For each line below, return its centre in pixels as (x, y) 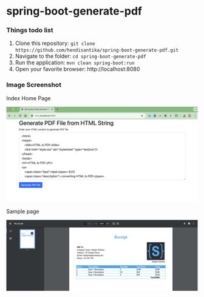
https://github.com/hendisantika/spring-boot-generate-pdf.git (97, 50)
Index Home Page (29, 98)
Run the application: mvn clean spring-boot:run (75, 63)
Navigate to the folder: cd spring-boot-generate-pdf (80, 56)
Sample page (23, 211)
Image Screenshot (34, 85)
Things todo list (30, 30)
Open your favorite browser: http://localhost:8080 (77, 69)
